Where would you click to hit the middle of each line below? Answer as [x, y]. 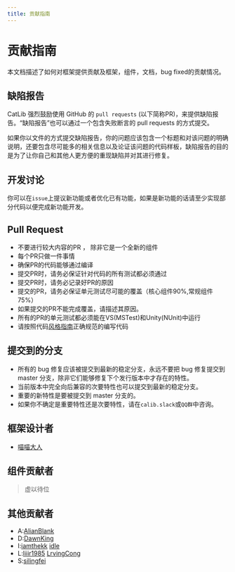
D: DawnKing [35, 538]
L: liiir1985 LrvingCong [49, 554]
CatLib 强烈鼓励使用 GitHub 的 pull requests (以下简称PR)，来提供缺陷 [110, 114]
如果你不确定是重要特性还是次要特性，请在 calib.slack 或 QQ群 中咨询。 [117, 404]
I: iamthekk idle [38, 546]
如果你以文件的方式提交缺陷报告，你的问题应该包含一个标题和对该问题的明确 [118, 138]
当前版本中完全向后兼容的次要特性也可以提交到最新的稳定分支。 [109, 386]
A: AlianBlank [36, 531]
